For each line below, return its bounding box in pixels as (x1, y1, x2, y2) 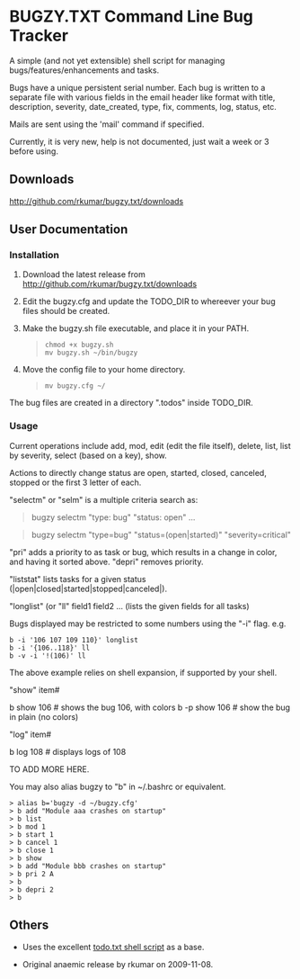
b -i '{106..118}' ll (9, 643, 91, 652)
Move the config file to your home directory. (22, 364, 186, 375)
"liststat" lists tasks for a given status (9, 573, 146, 584)
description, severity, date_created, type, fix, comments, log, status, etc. (9, 101, 277, 112)
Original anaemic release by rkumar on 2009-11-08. (22, 958, 214, 969)
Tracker (9, 25, 69, 46)
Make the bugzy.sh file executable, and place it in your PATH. (22, 323, 250, 334)
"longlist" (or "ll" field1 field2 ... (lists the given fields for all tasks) (9, 600, 250, 611)
